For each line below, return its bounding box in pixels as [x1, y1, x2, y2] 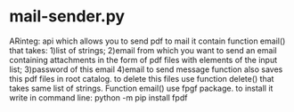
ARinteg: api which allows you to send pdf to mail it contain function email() [9, 36, 286, 46]
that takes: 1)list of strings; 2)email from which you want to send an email [9, 44, 278, 55]
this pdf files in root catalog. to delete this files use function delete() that [9, 73, 274, 84]
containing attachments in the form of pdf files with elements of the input [9, 54, 278, 65]
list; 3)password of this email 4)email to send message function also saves [9, 64, 283, 75]
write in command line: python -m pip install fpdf [9, 92, 188, 103]
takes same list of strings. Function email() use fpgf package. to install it [9, 83, 274, 93]
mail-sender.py [9, 6, 126, 27]
